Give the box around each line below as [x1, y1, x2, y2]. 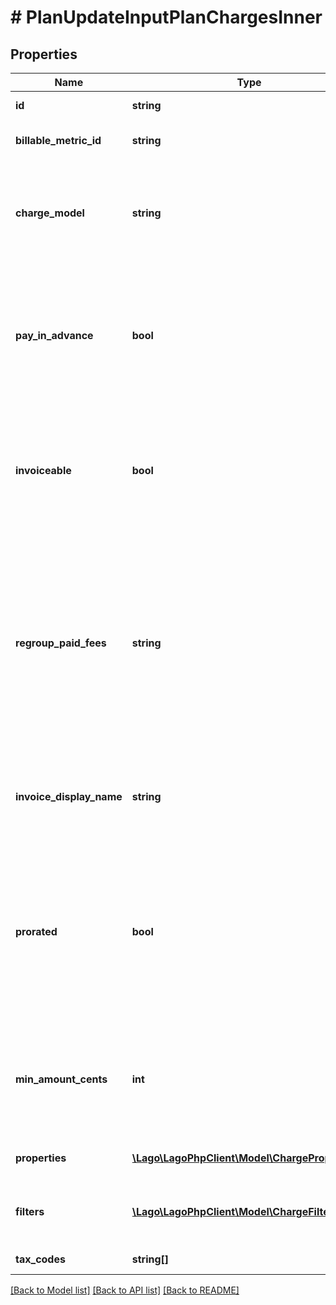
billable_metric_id [15, 134, 102, 147]
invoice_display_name [15, 790, 123, 803]
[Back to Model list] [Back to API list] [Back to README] [10, 1284, 240, 1296]
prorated [15, 925, 58, 938]
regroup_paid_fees [15, 636, 107, 650]
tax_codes [15, 1252, 66, 1266]
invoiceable [15, 464, 72, 477]
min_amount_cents [15, 1072, 108, 1086]
